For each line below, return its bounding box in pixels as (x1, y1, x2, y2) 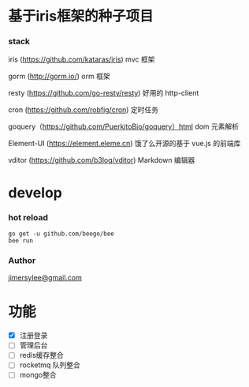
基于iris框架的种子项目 (8, 7, 154, 25)
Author (8, 254, 36, 265)
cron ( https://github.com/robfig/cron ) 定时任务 (8, 105, 159, 115)
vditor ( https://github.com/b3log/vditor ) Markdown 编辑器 (8, 156, 195, 165)
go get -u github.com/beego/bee (8, 230, 114, 238)
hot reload (8, 212, 49, 223)
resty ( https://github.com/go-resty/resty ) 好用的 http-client (8, 88, 199, 98)
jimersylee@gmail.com (8, 273, 83, 283)
